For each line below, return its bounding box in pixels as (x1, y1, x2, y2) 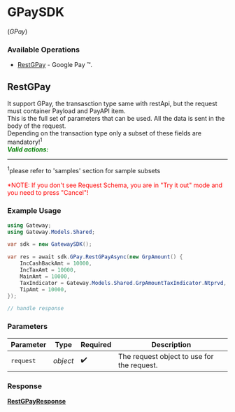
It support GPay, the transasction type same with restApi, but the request (7, 99, 218, 108)
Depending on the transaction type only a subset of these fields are (7, 129, 201, 138)
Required (80, 339, 112, 349)
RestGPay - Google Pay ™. (17, 61, 93, 69)
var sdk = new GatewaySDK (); (7, 241, 92, 248)
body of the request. (7, 122, 66, 130)
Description (151, 339, 192, 349)
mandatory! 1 (7, 137, 43, 146)
